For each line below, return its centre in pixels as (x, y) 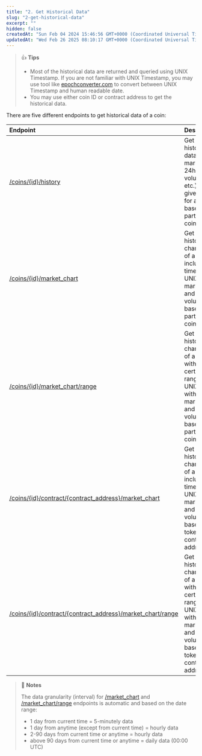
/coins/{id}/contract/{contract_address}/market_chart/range (94, 613)
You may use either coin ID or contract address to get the (101, 97)
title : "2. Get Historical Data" (48, 12)
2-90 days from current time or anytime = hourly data (96, 734)
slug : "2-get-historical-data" (45, 18)
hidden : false (24, 29)
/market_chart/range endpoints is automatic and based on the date (104, 703)
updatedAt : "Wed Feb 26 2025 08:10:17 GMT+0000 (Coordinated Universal (98, 40)
